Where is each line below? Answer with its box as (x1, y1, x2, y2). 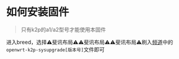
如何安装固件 (6, 5, 70, 19)
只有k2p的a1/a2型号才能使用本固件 (20, 26, 106, 33)
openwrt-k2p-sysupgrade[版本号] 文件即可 (6, 45, 105, 53)
